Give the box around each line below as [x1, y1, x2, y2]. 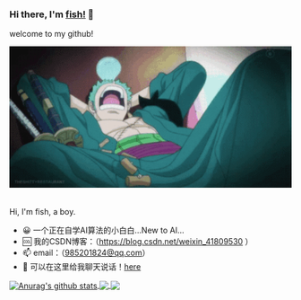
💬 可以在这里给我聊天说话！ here [21, 261, 142, 272]
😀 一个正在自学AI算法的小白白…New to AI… [21, 225, 185, 236]
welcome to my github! [9, 29, 94, 40]
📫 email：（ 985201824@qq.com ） [21, 247, 150, 259]
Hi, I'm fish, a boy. [9, 207, 76, 217]
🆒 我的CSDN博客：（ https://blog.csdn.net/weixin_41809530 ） [21, 236, 254, 247]
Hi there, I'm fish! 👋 [9, 8, 94, 21]
